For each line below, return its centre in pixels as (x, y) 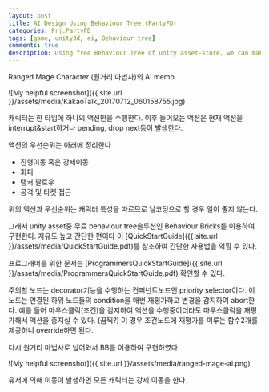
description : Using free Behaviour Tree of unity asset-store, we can (128, 53)
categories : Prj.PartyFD (50, 30)
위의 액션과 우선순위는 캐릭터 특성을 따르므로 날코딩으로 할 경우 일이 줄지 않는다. (133, 209)
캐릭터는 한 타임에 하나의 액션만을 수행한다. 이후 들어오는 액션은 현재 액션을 (126, 118)
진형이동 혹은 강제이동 (54, 162)
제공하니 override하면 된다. (51, 330)
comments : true (34, 46)
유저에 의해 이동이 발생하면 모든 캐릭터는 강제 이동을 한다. (98, 380)
